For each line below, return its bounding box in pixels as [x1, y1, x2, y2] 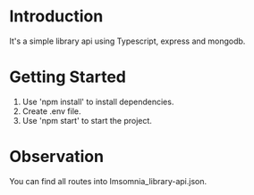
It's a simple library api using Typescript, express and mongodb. [9, 36, 246, 46]
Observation [9, 147, 105, 167]
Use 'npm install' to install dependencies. [21, 96, 174, 107]
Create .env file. [21, 105, 81, 117]
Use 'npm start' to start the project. [21, 115, 152, 126]
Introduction [9, 6, 104, 27]
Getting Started [9, 67, 127, 87]
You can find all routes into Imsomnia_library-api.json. [9, 175, 207, 186]
